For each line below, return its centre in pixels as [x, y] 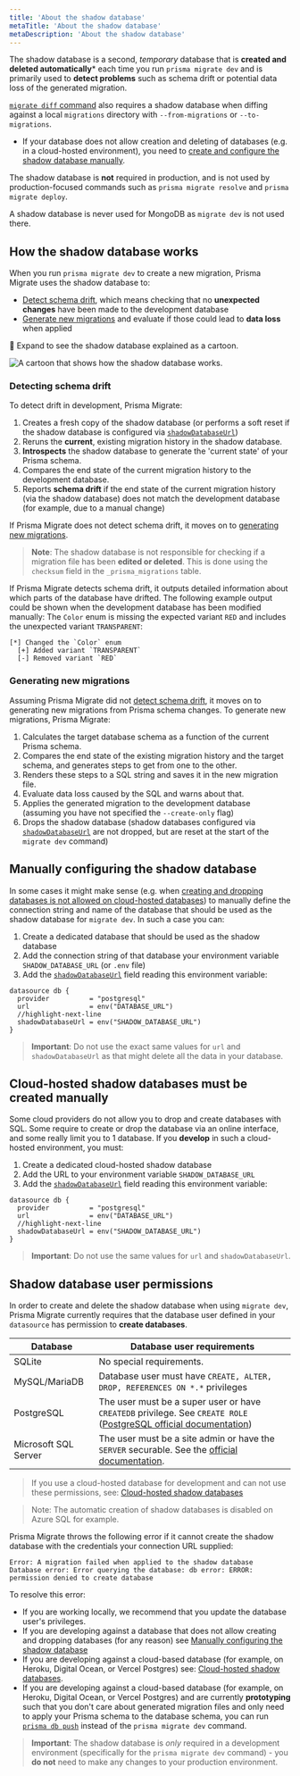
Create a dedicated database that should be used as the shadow [141, 936]
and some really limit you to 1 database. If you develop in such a [127, 1138]
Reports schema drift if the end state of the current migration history [149, 489]
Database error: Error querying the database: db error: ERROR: [131, 1571]
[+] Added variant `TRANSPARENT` [79, 651]
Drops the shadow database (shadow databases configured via [139, 821]
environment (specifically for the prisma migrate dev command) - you [159, 1753]
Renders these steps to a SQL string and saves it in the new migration [150, 774]
